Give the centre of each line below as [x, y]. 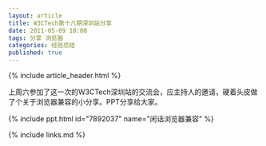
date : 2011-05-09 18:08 [48, 30]
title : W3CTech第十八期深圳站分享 [60, 23]
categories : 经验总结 [42, 45]
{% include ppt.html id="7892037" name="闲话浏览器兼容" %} [111, 119]
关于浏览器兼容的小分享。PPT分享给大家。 [92, 102]
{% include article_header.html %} [65, 75]
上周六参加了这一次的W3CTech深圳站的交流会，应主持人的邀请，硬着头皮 [130, 92]
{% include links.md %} [47, 135]
